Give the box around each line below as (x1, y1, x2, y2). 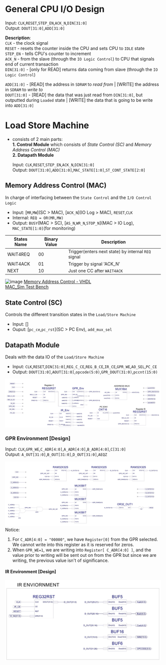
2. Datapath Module (12, 152, 54, 158)
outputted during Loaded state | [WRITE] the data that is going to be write (5, 97, 153, 103)
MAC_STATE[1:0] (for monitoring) (12, 225, 76, 231)
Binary (44, 236, 58, 242)
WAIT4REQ (7, 251, 30, 257)
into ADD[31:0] (5, 102, 34, 108)
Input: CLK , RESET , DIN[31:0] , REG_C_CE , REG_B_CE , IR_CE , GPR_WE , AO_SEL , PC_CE (12, 364, 157, 370)
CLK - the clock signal (5, 40, 48, 46)
